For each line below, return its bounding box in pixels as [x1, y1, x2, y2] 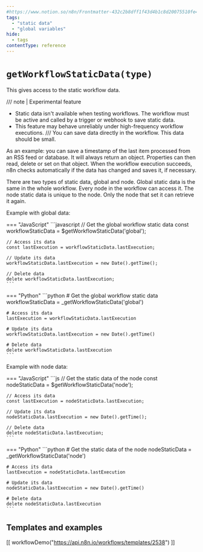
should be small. [14, 135, 56, 143]
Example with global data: [6, 209, 71, 216]
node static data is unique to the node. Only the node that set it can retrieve [6, 191, 195, 198]
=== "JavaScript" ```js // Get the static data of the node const [6, 374, 158, 382]
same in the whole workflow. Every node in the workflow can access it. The [6, 184, 195, 192]
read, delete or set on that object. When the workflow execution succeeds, [6, 160, 192, 167]
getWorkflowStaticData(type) [6, 69, 153, 80]
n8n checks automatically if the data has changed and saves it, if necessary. [6, 166, 197, 174]
